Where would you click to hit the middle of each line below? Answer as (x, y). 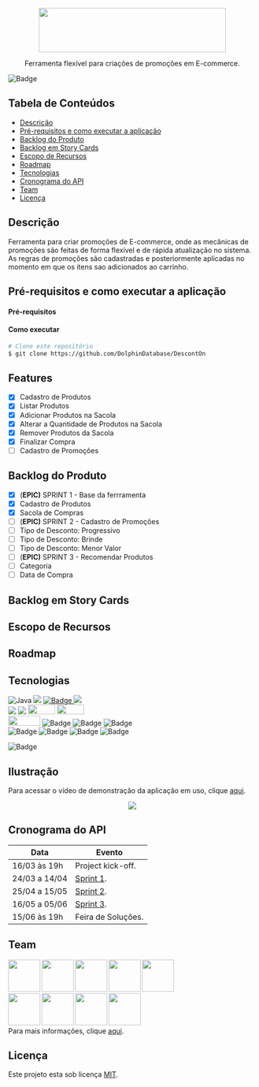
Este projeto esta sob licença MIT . (63, 1074)
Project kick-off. (105, 866)
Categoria (36, 566)
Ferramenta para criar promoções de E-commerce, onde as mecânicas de (129, 241)
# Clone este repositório (50, 346)
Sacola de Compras (52, 512)
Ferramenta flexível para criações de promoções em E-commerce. (132, 63)
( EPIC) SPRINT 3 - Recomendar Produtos (86, 557)
